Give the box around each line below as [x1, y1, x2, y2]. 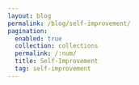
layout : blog [7, 11, 52, 20]
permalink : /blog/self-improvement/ [7, 19, 131, 28]
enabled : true [15, 34, 62, 43]
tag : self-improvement [15, 65, 91, 73]
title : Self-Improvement [15, 57, 99, 66]
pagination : [7, 27, 48, 35]
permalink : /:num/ [15, 49, 78, 57]
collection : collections [15, 42, 99, 50]
